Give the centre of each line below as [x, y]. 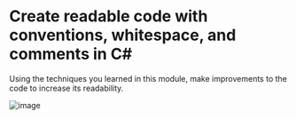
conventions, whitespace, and [123, 35]
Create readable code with [109, 16]
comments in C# [71, 54]
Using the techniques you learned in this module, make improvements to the [148, 78]
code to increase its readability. [66, 88]
